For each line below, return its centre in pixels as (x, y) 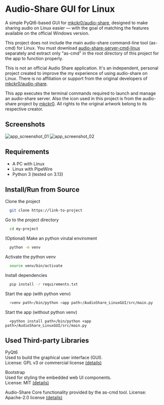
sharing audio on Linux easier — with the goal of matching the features (77, 28)
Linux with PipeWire (32, 169)
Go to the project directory (32, 220)
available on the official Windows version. (47, 33)
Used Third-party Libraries (47, 341)
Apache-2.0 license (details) (34, 398)
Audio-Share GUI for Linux (60, 9)
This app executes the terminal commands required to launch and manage (81, 93)
